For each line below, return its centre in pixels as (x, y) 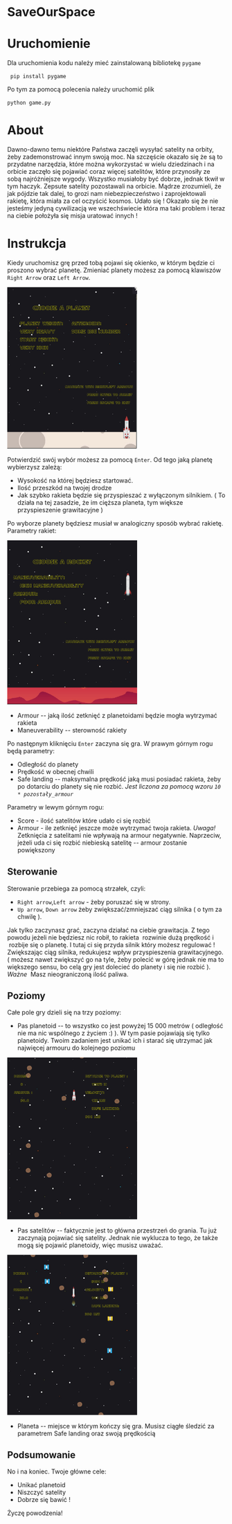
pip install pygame (38, 77)
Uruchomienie (49, 44)
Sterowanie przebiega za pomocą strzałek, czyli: (77, 888)
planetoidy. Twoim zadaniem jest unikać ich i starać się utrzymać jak (115, 1041)
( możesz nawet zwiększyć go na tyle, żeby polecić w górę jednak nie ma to (116, 959)
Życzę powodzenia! (35, 1513)
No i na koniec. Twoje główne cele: (57, 1471)
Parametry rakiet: (32, 531)
